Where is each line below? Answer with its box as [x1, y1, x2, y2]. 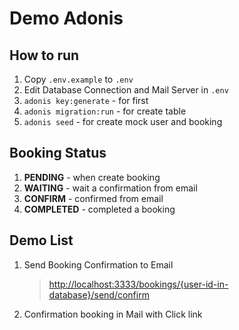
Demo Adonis [9, 7, 124, 30]
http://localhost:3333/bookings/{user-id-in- [48, 278, 229, 290]
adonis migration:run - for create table [23, 105, 187, 117]
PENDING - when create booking [23, 171, 161, 183]
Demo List [9, 232, 74, 249]
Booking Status [9, 145, 107, 162]
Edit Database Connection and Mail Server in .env [23, 84, 229, 96]
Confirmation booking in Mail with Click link [23, 308, 203, 320]
